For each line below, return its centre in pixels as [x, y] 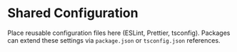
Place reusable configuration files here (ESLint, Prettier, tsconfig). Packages [119, 33]
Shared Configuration [73, 13]
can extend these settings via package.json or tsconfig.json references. [114, 40]
